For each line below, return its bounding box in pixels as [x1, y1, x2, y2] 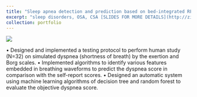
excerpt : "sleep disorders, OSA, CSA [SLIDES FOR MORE [6, 14, 143, 20]
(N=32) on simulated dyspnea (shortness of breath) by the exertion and [6, 53, 179, 60]
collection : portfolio [6, 19, 62, 25]
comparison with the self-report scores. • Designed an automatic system [6, 72, 183, 79]
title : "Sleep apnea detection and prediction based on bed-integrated [6, 8, 185, 15]
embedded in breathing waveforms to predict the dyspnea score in [6, 65, 168, 72]
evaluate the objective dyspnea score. [6, 84, 98, 91]
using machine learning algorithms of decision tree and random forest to [6, 78, 181, 85]
